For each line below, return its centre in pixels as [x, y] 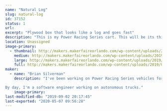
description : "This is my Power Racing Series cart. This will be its [80, 37]
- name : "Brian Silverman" [38, 74]
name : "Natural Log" [27, 10]
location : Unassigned [28, 42]
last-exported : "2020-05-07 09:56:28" [45, 101]
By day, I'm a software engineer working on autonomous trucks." [74, 87]
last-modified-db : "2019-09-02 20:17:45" [49, 97]
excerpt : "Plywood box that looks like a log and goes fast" [70, 33]
